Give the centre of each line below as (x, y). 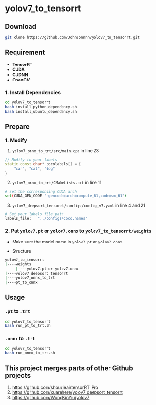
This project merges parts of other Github (69, 368)
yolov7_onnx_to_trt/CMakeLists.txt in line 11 (57, 182)
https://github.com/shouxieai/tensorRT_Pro (55, 387)
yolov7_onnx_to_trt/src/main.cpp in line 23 (55, 151)
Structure (21, 251)
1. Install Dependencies (33, 92)
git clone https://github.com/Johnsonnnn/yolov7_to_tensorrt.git (72, 37)
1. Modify (16, 140)
